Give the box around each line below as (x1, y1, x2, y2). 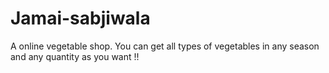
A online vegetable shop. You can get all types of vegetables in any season (10, 40, 320, 52)
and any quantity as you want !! (10, 50, 140, 62)
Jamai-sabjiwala (10, 7, 151, 30)
